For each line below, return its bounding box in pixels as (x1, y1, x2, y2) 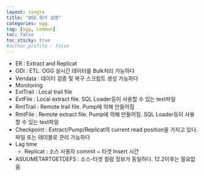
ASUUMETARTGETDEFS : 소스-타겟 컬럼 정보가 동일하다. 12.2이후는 (15, 155, 180, 163)
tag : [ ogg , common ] (6, 26, 56, 32)
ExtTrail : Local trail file (15, 88, 72, 95)
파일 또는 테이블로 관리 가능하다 (15, 133, 90, 141)
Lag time (15, 140, 38, 147)
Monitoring (15, 81, 43, 89)
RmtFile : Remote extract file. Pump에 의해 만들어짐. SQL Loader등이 (15, 111, 184, 118)
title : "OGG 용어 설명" (6, 15, 62, 21)
